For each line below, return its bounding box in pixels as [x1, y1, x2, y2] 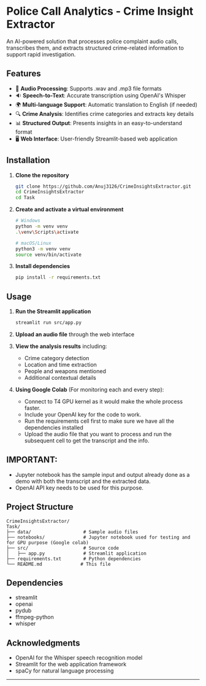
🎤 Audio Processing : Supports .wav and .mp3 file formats [15, 85, 162, 92]
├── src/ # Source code [6, 545, 120, 551]
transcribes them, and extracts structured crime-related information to [6, 44, 184, 52]
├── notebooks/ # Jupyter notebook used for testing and [6, 534, 191, 541]
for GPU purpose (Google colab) [6, 539, 89, 545]
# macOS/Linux [15, 240, 51, 246]
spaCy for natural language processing [15, 667, 114, 674]
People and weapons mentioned [24, 368, 106, 375]
